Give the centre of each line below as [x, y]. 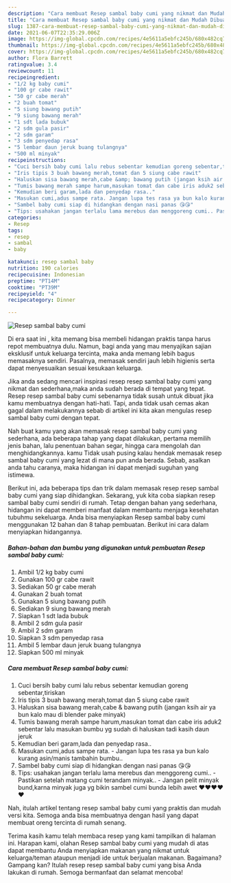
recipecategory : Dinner [42, 300]
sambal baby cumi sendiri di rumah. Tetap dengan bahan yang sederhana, [113, 503]
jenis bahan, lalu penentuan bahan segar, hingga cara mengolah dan [104, 446]
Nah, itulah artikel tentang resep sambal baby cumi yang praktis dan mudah [114, 808]
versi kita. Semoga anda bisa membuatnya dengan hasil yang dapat [103, 815]
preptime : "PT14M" [34, 281]
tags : [15, 231]
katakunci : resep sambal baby [51, 262]
